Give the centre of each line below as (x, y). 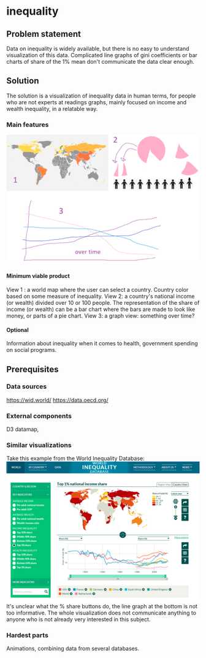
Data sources (27, 386)
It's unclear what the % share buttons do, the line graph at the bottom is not (102, 606)
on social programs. (32, 350)
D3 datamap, (23, 429)
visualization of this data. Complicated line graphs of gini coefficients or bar (102, 55)
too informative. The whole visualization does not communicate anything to (101, 613)
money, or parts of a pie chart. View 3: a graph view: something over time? (101, 316)
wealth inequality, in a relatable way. (52, 109)
